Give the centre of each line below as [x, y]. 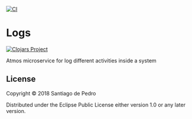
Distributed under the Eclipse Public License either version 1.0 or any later [96, 105]
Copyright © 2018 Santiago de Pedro [51, 93]
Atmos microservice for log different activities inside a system [81, 60]
